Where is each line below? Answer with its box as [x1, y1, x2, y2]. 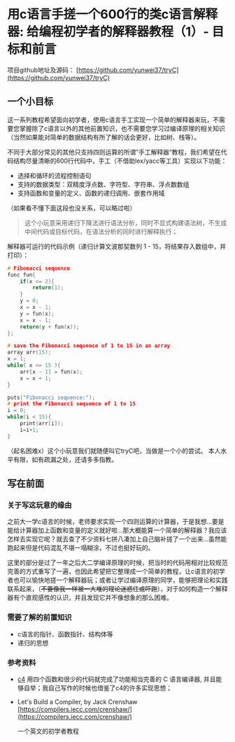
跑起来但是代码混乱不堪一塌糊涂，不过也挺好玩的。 [7, 544, 155, 552]
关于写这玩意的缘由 [7, 500, 72, 510]
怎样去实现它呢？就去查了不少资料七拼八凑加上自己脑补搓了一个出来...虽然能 [7, 535, 227, 544]
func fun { [7, 271, 36, 278]
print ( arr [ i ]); [20, 420, 64, 427]
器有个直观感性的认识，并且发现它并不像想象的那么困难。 [7, 593, 173, 602]
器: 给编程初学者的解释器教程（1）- [7, 24, 210, 40]
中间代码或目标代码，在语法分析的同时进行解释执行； [24, 227, 178, 235]
